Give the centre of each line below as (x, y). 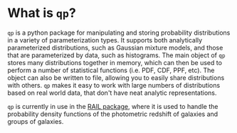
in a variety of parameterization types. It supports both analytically (105, 40)
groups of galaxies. (36, 121)
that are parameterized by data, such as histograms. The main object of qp (116, 55)
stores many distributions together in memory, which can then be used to (115, 62)
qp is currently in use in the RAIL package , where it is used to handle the (113, 106)
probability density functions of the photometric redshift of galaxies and (113, 114)
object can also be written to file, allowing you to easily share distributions (116, 77)
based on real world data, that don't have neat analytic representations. (112, 93)
